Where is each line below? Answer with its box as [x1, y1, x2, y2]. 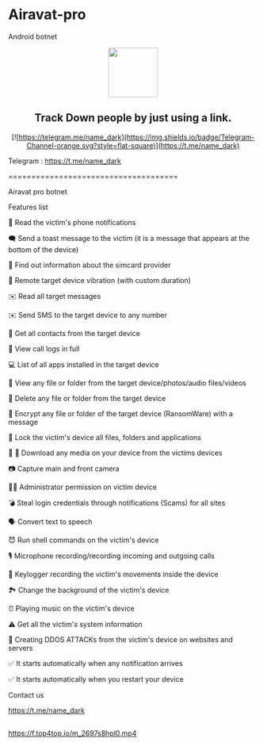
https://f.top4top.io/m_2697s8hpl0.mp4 [8, 729, 137, 738]
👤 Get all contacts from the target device [8, 328, 141, 338]
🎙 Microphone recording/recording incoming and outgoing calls [8, 551, 215, 560]
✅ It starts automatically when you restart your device [8, 674, 184, 683]
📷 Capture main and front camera [8, 464, 120, 473]
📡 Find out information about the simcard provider [8, 260, 171, 270]
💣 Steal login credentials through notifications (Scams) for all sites [8, 498, 226, 507]
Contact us [8, 690, 44, 699]
